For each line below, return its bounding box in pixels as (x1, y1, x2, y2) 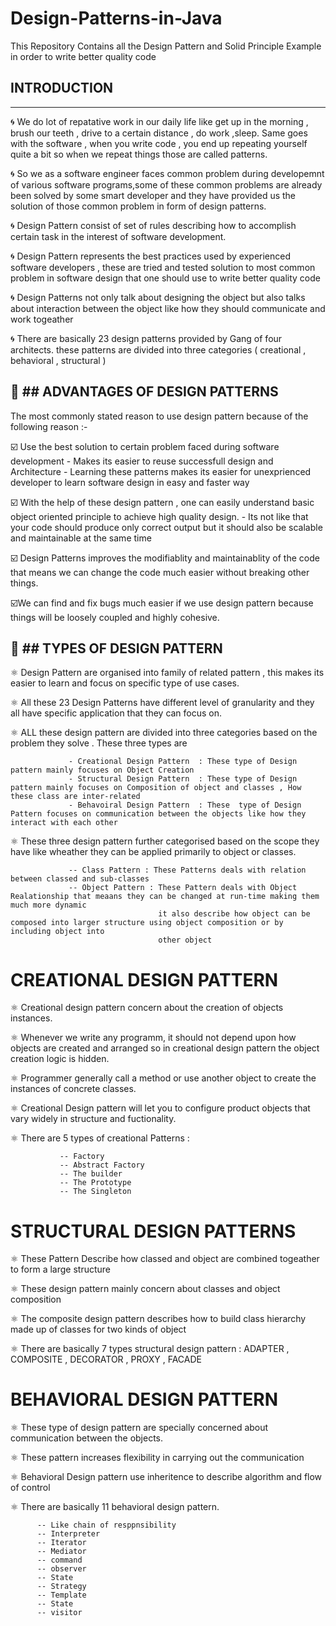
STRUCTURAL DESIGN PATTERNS (10, 1220, 297, 1242)
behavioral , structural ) (10, 354, 107, 366)
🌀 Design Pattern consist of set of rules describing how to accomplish (10, 219, 297, 231)
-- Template (36, 1590, 87, 1601)
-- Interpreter (36, 1529, 101, 1539)
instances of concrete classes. (10, 1083, 137, 1095)
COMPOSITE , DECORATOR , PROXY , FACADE (10, 1353, 202, 1366)
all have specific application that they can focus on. (10, 707, 223, 719)
